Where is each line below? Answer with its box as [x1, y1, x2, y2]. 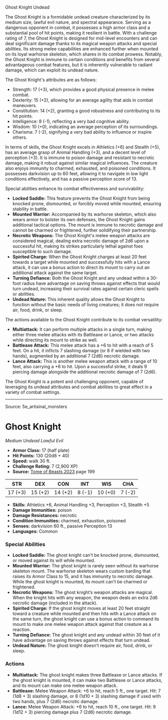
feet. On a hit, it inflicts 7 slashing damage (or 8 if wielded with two [12, 348, 150, 353]
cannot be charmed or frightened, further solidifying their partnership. [12, 227, 157, 233]
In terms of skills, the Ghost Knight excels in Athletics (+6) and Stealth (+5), [5, 144, 160, 150]
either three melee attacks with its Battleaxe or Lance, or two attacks [12, 332, 154, 337]
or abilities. [12, 291, 35, 297]
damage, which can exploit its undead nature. [5, 67, 99, 73]
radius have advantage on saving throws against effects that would [21, 280, 160, 286]
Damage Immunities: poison [12, 507, 72, 513]
